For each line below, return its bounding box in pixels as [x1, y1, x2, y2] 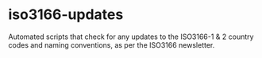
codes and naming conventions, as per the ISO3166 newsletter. [8, 40, 215, 49]
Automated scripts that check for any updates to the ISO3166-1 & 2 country [8, 32, 254, 41]
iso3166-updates [8, 6, 124, 24]
